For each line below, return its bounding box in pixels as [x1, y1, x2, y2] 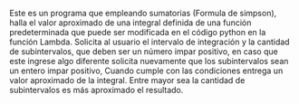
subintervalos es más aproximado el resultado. [9, 85, 184, 95]
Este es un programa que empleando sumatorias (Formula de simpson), [9, 8, 277, 18]
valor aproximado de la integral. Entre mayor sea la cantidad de [9, 75, 246, 85]
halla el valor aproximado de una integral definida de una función [9, 17, 252, 28]
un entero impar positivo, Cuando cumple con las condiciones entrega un [9, 65, 284, 76]
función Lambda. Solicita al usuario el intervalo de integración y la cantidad [9, 36, 290, 47]
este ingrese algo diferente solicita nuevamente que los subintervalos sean [9, 56, 289, 66]
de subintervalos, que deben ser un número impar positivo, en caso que [9, 46, 278, 57]
